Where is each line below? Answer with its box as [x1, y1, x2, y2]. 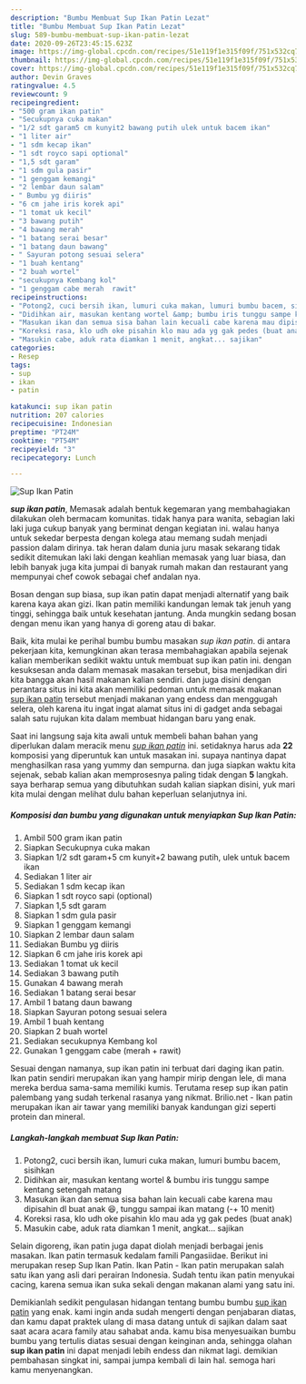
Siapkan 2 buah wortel [23, 1026, 108, 1037]
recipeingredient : [10, 97, 80, 107]
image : [10, 47, 35, 56]
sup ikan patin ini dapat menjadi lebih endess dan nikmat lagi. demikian [10, 1345, 278, 1357]
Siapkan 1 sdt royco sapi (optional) [23, 890, 153, 901]
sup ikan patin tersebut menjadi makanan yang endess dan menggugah [10, 694, 278, 705]
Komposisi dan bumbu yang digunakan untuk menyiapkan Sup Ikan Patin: [10, 809, 297, 820]
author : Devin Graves [10, 73, 93, 82]
